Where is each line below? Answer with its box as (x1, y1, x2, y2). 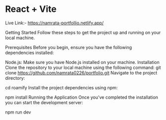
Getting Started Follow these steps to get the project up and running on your (5, 29, 161, 35)
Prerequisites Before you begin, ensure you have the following (5, 44, 132, 50)
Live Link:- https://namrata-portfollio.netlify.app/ (5, 20, 104, 26)
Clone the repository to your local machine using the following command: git (5, 64, 161, 70)
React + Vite (5, 3, 57, 15)
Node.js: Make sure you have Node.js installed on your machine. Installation (5, 59, 160, 65)
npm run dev (5, 109, 31, 115)
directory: (5, 75, 25, 81)
